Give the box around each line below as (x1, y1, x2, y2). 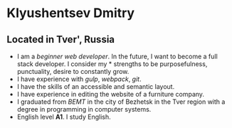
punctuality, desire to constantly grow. (16, 68, 130, 75)
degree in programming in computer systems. (16, 105, 152, 113)
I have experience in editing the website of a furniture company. (16, 90, 204, 98)
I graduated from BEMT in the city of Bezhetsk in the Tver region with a (16, 97, 226, 106)
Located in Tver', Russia (6, 33, 115, 46)
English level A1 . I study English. (16, 112, 111, 121)
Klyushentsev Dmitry (6, 5, 135, 21)
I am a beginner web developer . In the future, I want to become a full (16, 52, 218, 60)
